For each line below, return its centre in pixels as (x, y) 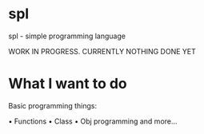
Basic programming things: (53, 105)
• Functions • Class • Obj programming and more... (93, 121)
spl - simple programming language (67, 36)
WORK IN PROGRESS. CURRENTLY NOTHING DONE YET (102, 51)
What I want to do (68, 84)
